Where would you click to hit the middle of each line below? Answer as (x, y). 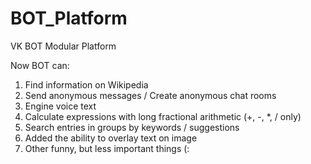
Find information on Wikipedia (86, 84)
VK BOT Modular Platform (63, 46)
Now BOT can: (40, 65)
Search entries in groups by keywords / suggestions (132, 127)
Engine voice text (60, 106)
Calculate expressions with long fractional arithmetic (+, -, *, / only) (163, 116)
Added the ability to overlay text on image (111, 138)
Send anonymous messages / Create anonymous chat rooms (150, 95)
